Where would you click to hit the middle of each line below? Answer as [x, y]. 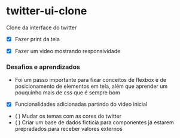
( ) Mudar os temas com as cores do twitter [68, 116]
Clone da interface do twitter [42, 27]
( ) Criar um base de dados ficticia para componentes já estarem [94, 122]
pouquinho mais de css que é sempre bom [68, 93]
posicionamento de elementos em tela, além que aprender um [91, 86]
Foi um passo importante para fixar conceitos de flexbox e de [90, 80]
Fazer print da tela [37, 39]
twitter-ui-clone [47, 11]
